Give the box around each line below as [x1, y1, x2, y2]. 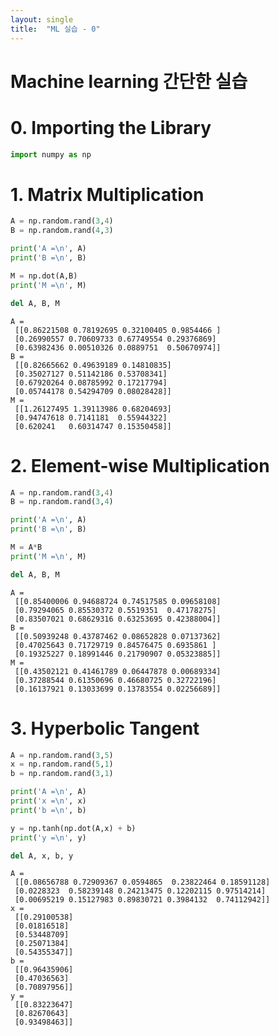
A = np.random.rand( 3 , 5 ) [10, 750, 114, 760]
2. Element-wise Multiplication [10, 454, 270, 477]
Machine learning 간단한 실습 [10, 70, 248, 93]
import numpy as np [10, 149, 92, 160]
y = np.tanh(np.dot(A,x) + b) [10, 823, 137, 833]
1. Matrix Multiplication [10, 183, 205, 206]
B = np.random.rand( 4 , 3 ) [10, 226, 114, 236]
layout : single [10, 14, 74, 25]
